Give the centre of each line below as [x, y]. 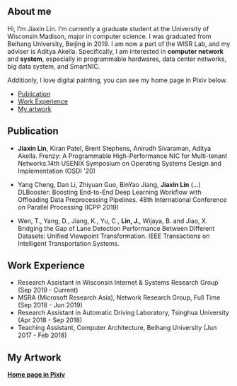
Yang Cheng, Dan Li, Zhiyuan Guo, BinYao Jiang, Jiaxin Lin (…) [109, 184]
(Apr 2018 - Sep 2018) [50, 320]
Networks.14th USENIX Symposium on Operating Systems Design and [119, 163]
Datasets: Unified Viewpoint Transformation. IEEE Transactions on [114, 236]
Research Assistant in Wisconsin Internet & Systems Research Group [118, 283]
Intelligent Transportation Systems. [69, 243]
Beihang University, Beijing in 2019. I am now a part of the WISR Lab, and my [119, 44]
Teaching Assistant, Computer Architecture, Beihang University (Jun [117, 328]
